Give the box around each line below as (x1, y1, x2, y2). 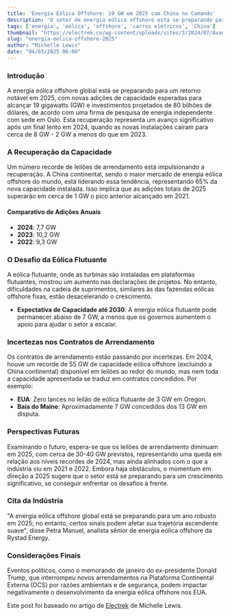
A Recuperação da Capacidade (7, 147, 112, 157)
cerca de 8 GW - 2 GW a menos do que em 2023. (7, 130, 147, 139)
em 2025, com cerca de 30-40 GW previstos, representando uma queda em (7, 450, 222, 458)
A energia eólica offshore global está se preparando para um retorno (7, 86, 201, 95)
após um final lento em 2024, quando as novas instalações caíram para (7, 123, 209, 131)
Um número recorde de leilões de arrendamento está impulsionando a (7, 163, 205, 171)
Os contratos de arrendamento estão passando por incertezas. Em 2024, (7, 353, 214, 361)
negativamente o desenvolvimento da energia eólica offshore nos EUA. (7, 588, 207, 597)
